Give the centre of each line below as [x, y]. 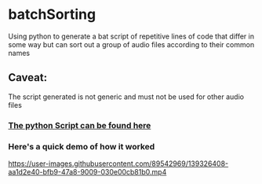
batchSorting [52, 15]
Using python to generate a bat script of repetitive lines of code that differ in [131, 36]
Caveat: [28, 77]
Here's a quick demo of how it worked [82, 146]
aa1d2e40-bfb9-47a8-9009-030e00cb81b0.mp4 [87, 171]
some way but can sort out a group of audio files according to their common [131, 44]
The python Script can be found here [80, 125]
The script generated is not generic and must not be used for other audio [126, 97]
